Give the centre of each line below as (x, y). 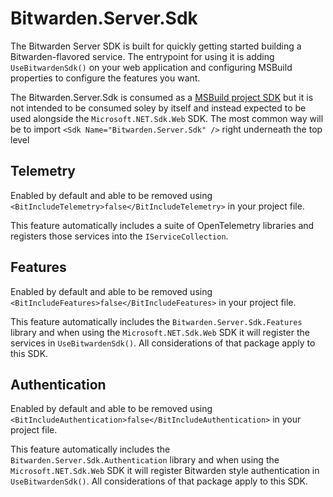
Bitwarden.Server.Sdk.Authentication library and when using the (145, 460)
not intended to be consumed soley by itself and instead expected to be (158, 108)
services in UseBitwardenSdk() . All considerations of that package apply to (163, 343)
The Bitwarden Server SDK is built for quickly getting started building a (156, 46)
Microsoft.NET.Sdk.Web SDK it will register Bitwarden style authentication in (165, 471)
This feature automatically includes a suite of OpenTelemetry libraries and (162, 225)
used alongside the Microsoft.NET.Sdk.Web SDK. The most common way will (167, 118)
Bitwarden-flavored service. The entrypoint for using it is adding (142, 56)
